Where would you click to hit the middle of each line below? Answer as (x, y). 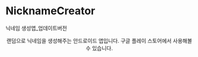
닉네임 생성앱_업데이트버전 (36, 28)
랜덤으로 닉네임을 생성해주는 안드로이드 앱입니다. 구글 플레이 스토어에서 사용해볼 (99, 40)
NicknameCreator (51, 11)
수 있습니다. (99, 48)
